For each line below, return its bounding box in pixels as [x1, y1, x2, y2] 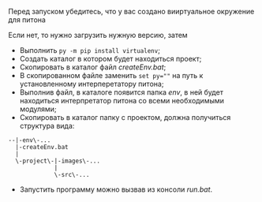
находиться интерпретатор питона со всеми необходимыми [19, 96, 225, 105]
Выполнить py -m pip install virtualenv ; [19, 46, 160, 54]
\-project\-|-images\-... [15, 157, 101, 165]
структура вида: [19, 122, 75, 130]
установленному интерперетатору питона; [19, 79, 164, 88]
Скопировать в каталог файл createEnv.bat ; [19, 62, 167, 72]
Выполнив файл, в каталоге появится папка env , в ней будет [19, 88, 223, 97]
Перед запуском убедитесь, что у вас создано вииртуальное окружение [8, 7, 255, 16]
